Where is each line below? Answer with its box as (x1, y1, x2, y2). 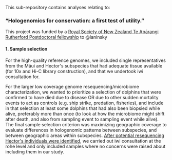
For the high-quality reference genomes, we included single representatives (5, 57, 166, 63)
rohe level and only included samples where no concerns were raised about (5, 143, 166, 149)
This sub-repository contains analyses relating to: (5, 5, 110, 10)
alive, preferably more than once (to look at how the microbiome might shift (5, 110, 165, 117)
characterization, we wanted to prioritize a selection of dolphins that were (5, 89, 161, 95)
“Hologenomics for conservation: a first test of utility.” (5, 17, 145, 24)
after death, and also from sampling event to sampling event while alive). (5, 116, 159, 122)
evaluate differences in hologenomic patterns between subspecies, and (5, 127, 157, 133)
